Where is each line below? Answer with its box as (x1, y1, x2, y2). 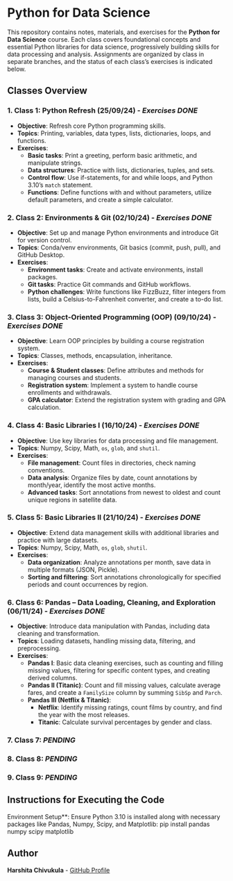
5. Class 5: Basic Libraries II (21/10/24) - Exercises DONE (7, 513, 201, 522)
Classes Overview (7, 85, 88, 97)
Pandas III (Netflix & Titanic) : (27, 696, 112, 705)
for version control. (17, 236, 72, 244)
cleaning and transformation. (17, 629, 101, 638)
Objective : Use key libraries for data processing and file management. (17, 436, 218, 445)
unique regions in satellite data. (27, 495, 117, 504)
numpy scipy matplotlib (7, 827, 74, 835)
